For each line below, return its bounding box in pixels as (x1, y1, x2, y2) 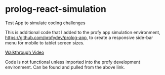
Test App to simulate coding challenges (5, 20, 85, 26)
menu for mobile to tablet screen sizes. (5, 39, 85, 45)
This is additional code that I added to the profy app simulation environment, (5, 29, 161, 35)
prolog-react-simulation (5, 3, 106, 15)
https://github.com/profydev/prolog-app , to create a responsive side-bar (5, 35, 153, 40)
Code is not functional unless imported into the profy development (5, 59, 141, 65)
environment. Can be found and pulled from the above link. (5, 64, 125, 70)
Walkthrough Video (5, 49, 44, 55)
